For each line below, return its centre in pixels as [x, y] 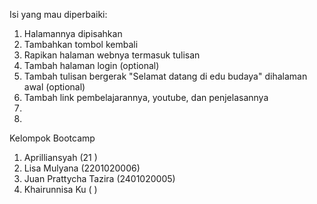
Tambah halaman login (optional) [91, 65]
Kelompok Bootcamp [52, 138]
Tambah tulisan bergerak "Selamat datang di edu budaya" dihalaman [165, 76]
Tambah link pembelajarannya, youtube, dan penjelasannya [146, 97]
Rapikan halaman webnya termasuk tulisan [112, 55]
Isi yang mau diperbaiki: [58, 14]
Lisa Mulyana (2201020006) [82, 168]
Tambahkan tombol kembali [81, 44]
